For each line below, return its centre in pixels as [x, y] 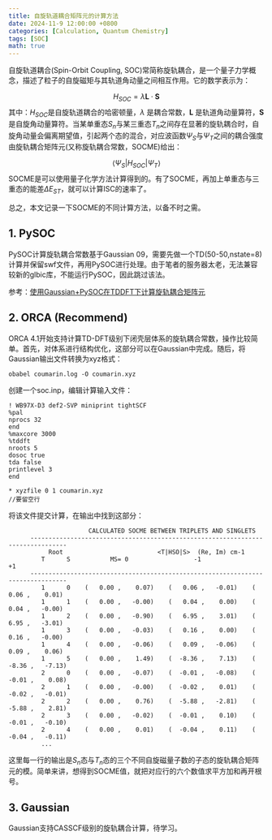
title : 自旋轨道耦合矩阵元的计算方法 [64, 16]
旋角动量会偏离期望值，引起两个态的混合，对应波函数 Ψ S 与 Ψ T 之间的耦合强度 [136, 136]
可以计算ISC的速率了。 [112, 189]
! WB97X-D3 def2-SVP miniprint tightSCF [78, 405]
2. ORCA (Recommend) [68, 318]
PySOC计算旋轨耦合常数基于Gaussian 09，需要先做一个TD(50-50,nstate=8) [135, 254]
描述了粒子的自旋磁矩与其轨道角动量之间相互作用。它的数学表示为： [136, 80]
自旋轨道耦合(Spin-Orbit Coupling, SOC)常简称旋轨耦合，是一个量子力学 [129, 71]
